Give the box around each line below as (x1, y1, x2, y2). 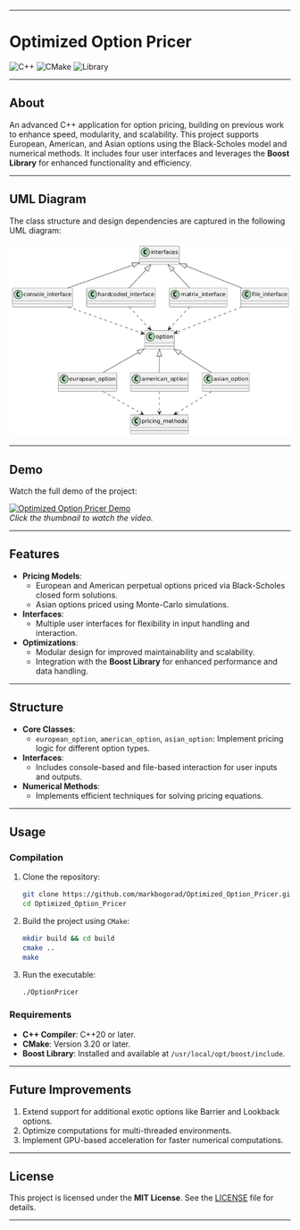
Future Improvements (9, 1082, 132, 1098)
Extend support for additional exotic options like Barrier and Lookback (21, 1106, 279, 1116)
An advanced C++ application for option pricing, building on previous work (9, 119, 285, 130)
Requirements (9, 1008, 72, 1021)
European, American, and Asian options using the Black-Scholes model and (9, 138, 287, 148)
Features (9, 547, 60, 562)
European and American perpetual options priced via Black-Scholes (35, 580, 286, 590)
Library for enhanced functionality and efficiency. (9, 157, 192, 168)
